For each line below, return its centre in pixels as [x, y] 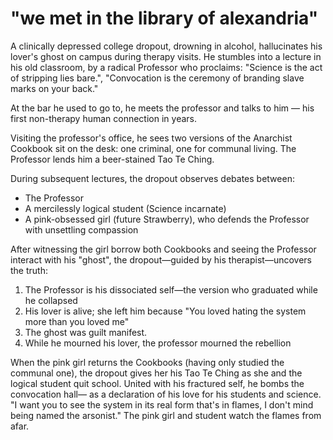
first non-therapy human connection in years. [103, 118]
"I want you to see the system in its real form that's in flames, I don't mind [162, 404]
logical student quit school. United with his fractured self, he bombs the [157, 383]
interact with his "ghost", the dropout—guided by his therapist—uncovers [161, 259]
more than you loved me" [77, 321]
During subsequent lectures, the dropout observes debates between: [152, 178]
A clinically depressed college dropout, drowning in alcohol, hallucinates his [166, 46]
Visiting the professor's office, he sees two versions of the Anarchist [151, 138]
